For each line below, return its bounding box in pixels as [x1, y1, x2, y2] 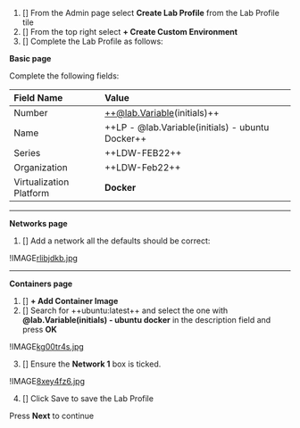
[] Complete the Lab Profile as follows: [21, 36, 163, 46]
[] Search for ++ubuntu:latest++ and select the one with [21, 305, 229, 316]
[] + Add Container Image [21, 296, 119, 306]
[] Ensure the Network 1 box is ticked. [21, 358, 162, 369]
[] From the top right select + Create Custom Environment [21, 27, 238, 37]
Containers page [9, 278, 73, 289]
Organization [13, 161, 69, 173]
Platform [13, 187, 50, 199]
